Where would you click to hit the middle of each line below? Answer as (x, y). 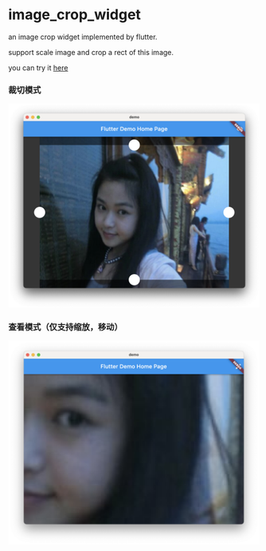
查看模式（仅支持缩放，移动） (66, 327)
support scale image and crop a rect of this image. (91, 52)
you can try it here (38, 67)
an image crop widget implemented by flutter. (83, 37)
